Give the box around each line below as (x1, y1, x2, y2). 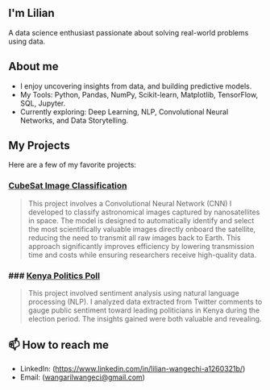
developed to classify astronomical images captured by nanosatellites (27, 207, 260, 217)
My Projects (8, 139, 70, 152)
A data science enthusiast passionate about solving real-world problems (8, 27, 249, 37)
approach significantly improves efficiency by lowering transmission (27, 241, 255, 251)
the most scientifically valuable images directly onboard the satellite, (27, 224, 256, 234)
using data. (8, 36, 46, 46)
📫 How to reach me (8, 338, 110, 352)
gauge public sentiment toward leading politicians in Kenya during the (27, 305, 260, 315)
